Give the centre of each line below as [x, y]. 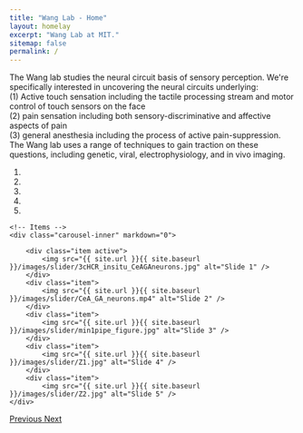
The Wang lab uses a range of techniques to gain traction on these [134, 145]
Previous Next [36, 419]
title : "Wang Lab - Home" [58, 18]
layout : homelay [40, 26]
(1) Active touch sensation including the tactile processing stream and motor [152, 97]
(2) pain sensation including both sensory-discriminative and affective [140, 116]
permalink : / [34, 52]
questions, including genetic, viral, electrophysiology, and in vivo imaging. [147, 154]
